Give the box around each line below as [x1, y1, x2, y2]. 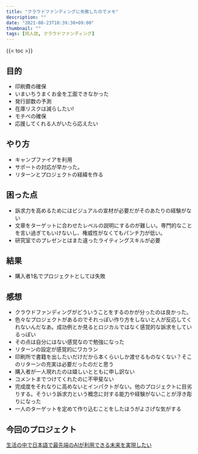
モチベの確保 [14, 112, 46, 120]
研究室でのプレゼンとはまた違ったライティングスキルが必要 [14, 236, 161, 244]
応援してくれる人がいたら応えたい [14, 120, 98, 127]
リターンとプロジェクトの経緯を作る [14, 171, 104, 178]
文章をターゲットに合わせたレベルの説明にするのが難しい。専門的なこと [14, 221, 192, 229]
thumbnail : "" [6, 25, 42, 32]
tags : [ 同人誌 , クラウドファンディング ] [6, 31, 95, 37]
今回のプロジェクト [6, 424, 77, 434]
